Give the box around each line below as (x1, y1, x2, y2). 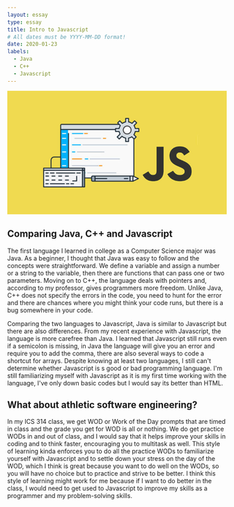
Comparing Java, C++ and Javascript (7, 228, 173, 240)
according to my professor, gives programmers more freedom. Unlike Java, (7, 284, 224, 292)
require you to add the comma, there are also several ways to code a (7, 349, 204, 358)
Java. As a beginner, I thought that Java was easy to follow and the (7, 253, 200, 262)
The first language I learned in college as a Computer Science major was (7, 247, 216, 255)
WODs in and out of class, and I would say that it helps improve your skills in (7, 432, 226, 441)
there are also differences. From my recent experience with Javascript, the (7, 327, 221, 335)
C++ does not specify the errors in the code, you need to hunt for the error (7, 291, 222, 300)
